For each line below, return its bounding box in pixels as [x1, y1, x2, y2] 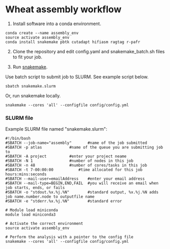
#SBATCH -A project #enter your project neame [5, 154, 127, 159]
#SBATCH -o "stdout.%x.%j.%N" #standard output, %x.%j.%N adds [5, 190, 159, 195]
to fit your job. [12, 54, 42, 60]
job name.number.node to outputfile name [5, 194, 95, 199]
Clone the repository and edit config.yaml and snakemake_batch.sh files [12, 48, 165, 54]
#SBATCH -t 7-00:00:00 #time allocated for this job [5, 168, 143, 173]
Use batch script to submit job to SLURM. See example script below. [5, 73, 149, 80]
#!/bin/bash [5, 136, 31, 141]
